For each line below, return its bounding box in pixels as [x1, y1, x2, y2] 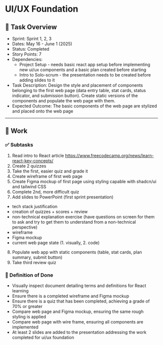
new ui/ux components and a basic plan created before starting [19, 67, 147, 73]
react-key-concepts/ [12, 157, 54, 164]
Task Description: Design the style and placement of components [12, 82, 143, 88]
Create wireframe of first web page [12, 173, 82, 179]
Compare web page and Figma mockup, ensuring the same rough [12, 308, 144, 314]
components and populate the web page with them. [12, 98, 115, 103]
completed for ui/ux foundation [12, 334, 74, 340]
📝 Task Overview [5, 23, 57, 31]
